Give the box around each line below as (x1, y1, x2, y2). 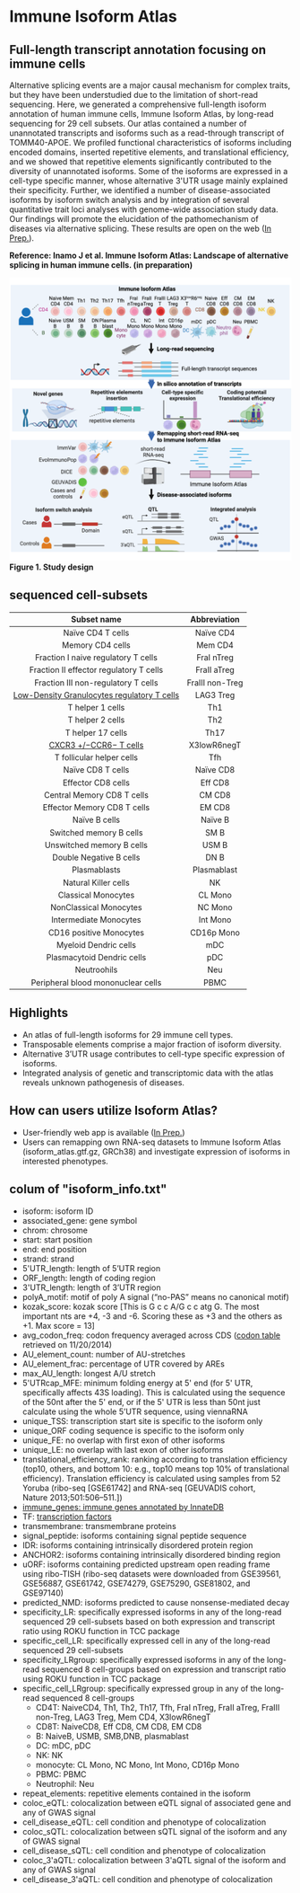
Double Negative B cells (52, 852, 141, 863)
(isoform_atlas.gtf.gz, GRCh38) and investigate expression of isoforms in (21, 1146, 291, 1156)
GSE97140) (21, 1588, 64, 1598)
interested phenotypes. (21, 1155, 109, 1166)
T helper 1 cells (67, 703, 125, 713)
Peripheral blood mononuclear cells (30, 977, 162, 987)
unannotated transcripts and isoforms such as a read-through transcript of (9, 128, 285, 138)
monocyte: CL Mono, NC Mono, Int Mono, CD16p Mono (35, 1759, 240, 1770)
